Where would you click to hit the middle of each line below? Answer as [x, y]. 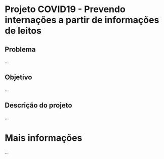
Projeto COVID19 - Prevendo [65, 9]
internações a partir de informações [82, 20]
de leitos [23, 31]
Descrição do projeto [38, 105]
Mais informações [44, 138]
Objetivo [18, 77]
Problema [20, 49]
